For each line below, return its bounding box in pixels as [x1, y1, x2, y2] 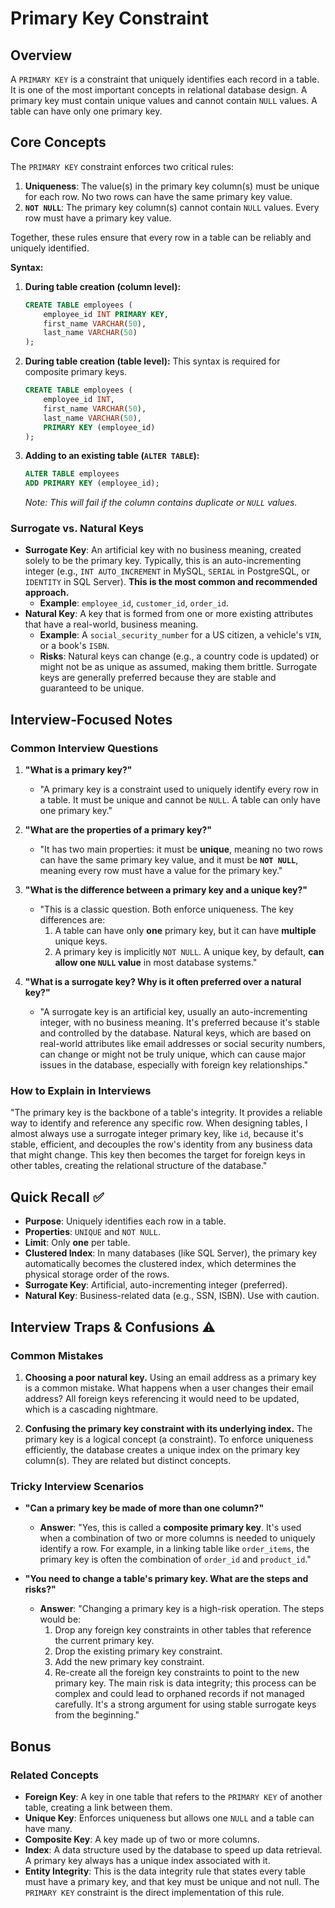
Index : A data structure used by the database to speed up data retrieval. [24, 1843, 323, 1856]
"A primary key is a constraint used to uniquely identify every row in [39, 783, 319, 796]
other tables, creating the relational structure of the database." [10, 1160, 268, 1172]
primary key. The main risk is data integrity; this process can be [54, 1677, 317, 1689]
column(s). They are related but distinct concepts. [24, 1454, 232, 1466]
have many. [24, 1822, 73, 1834]
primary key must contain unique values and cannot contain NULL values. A [10, 95, 318, 106]
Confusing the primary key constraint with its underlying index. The [24, 1422, 313, 1434]
